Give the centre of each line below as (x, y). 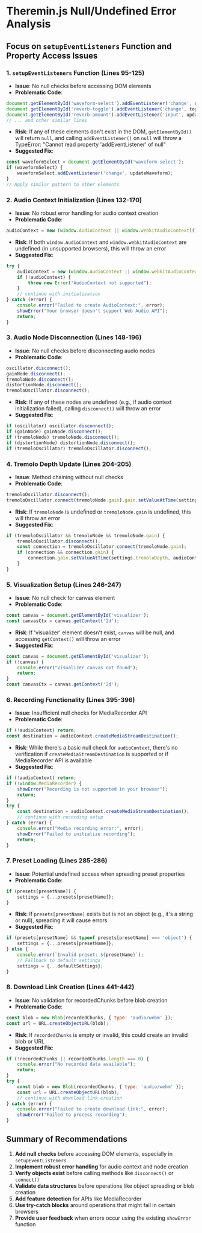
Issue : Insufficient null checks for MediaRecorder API (81, 713)
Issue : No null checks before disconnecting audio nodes (85, 351)
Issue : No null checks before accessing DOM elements (83, 86)
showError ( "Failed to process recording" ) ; (72, 1115)
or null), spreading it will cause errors (61, 920)
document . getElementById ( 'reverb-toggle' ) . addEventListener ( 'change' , (96, 109)
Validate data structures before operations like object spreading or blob (105, 1186)
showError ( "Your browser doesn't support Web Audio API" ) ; (93, 311)
